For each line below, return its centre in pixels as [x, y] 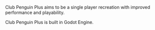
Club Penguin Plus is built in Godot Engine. [50, 22]
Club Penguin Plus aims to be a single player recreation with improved [78, 7]
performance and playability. [35, 12]
